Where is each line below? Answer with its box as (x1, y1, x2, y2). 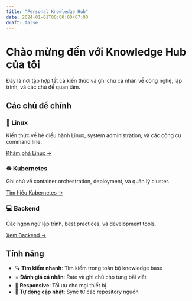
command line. (6, 138, 43, 145)
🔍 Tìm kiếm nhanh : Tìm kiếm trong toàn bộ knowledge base (14, 264, 163, 272)
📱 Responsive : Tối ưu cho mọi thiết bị (14, 282, 106, 289)
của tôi (6, 57, 40, 71)
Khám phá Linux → (6, 150, 52, 157)
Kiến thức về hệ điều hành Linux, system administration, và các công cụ (6, 132, 181, 139)
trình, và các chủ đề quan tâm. (6, 83, 81, 90)
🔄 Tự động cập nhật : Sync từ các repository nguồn (14, 288, 139, 296)
